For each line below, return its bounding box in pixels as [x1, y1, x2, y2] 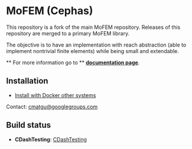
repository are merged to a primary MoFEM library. [6, 29, 130, 37]
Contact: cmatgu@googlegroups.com [6, 103, 98, 110]
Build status [6, 120, 51, 130]
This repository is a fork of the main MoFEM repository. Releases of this [6, 24, 181, 31]
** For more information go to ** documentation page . [6, 59, 140, 66]
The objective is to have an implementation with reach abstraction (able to [6, 41, 187, 48]
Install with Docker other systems [14, 91, 96, 98]
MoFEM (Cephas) [6, 4, 93, 18]
